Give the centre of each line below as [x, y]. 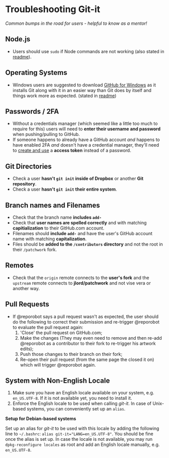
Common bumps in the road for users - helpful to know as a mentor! [76, 23]
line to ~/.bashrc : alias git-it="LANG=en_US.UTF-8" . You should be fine [79, 434]
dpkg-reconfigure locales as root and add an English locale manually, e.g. [82, 445]
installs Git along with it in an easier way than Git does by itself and [82, 90]
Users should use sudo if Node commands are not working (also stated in [88, 51]
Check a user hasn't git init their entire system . [65, 189]
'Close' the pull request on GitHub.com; [61, 333]
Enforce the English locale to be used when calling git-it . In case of [82, 403]
